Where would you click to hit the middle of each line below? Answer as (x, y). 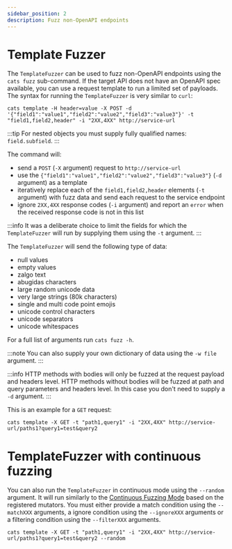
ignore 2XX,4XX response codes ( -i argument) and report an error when (120, 205)
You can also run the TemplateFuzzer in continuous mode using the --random (116, 490)
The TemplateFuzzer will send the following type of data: (88, 247)
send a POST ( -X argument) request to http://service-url (99, 168)
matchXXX (20, 513)
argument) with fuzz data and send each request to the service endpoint (121, 197)
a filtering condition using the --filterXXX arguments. (84, 520)
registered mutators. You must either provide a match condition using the (112, 505)
